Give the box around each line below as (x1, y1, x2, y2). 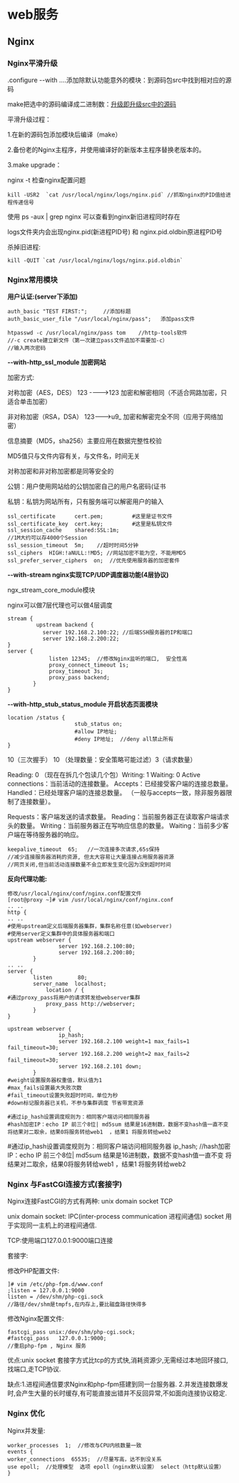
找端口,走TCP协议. (7, 1365, 61, 1374)
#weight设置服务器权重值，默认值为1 (7, 1077, 102, 1084)
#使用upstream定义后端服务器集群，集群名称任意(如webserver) (7, 923, 173, 930)
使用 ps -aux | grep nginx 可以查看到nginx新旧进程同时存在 (7, 212, 180, 221)
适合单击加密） (7, 397, 51, 406)
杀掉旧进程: (7, 242, 41, 251)
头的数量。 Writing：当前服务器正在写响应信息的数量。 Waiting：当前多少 (7, 822, 223, 830)
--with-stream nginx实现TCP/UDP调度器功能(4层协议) (7, 571, 169, 579)
